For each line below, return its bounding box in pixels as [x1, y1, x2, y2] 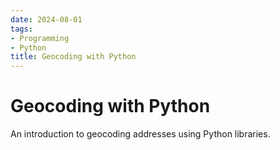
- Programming [10, 33, 70, 43]
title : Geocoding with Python [10, 52, 137, 62]
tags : [10, 24, 33, 34]
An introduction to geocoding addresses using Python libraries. [10, 128, 271, 140]
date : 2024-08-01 [10, 14, 83, 25]
